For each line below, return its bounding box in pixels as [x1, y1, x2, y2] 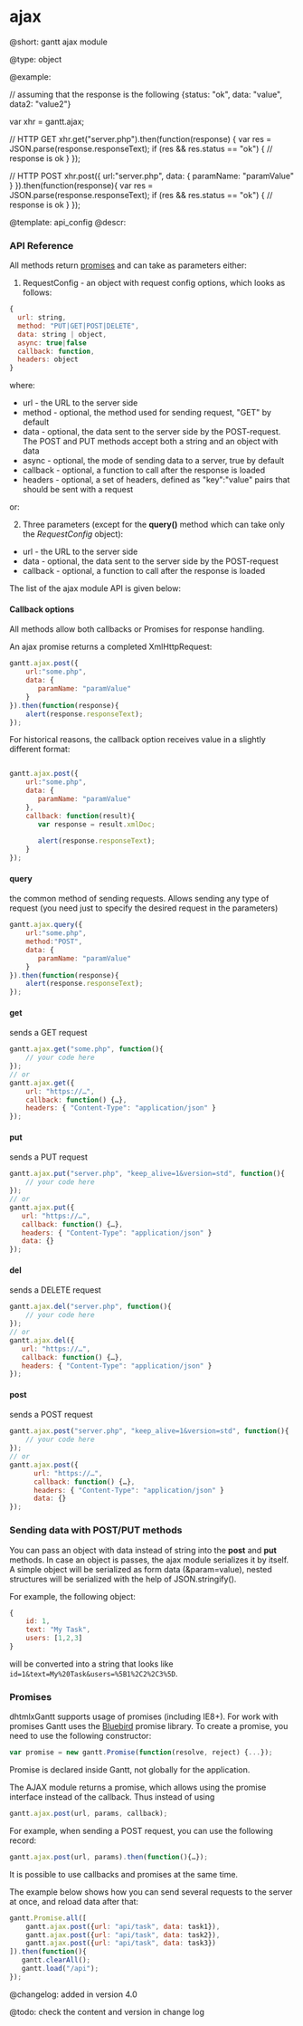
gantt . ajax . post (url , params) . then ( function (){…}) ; [9, 1852, 208, 1861]
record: [9, 1835, 37, 1846]
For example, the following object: [9, 1591, 136, 1601]
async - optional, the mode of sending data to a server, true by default [22, 455, 285, 466]
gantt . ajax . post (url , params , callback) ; [9, 1809, 168, 1819]
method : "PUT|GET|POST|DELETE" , [17, 321, 140, 330]
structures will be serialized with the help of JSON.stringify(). [9, 1573, 237, 1584]
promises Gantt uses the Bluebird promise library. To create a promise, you [9, 1721, 289, 1732]
